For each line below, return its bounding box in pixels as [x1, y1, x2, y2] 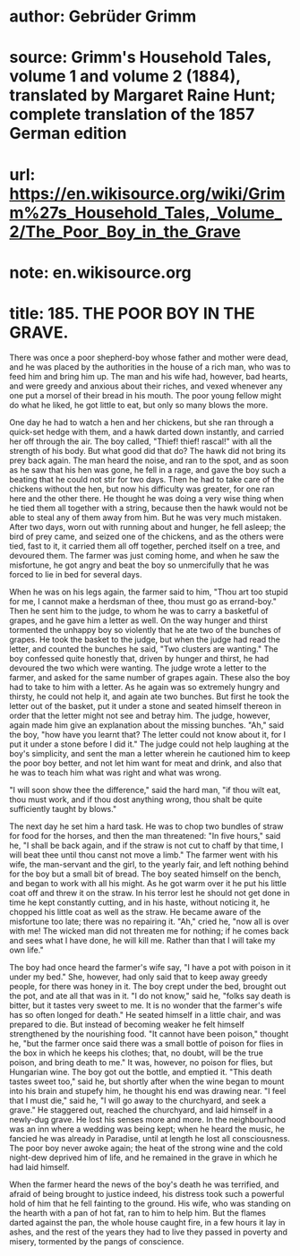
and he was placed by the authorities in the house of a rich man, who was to [9, 361, 291, 372]
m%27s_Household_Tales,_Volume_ [9, 202, 282, 223]
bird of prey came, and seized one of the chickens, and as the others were [9, 531, 284, 542]
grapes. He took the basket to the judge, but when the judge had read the [9, 634, 280, 645]
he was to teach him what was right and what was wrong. [9, 767, 222, 778]
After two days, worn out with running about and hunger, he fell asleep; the [9, 521, 287, 532]
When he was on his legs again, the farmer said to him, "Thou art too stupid [9, 586, 288, 597]
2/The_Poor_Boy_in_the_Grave [9, 221, 241, 242]
